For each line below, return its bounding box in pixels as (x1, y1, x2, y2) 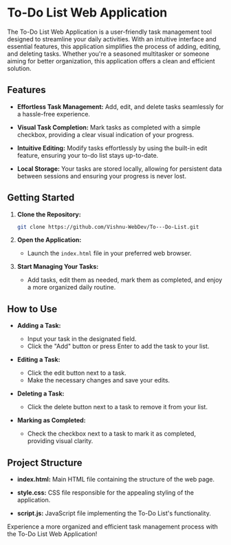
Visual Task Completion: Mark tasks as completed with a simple (16, 123, 201, 132)
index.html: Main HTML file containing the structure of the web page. (16, 475, 215, 484)
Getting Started (7, 192, 75, 204)
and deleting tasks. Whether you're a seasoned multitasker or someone (7, 50, 210, 58)
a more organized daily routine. (27, 283, 116, 291)
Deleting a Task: (16, 389, 65, 398)
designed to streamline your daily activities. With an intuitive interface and (7, 34, 217, 43)
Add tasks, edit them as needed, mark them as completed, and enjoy (27, 276, 223, 284)
